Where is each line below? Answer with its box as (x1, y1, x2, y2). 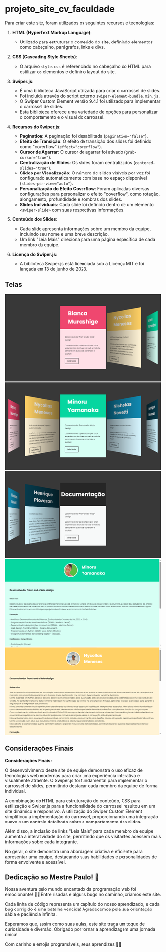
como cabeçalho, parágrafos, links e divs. (19, 44, 105, 50)
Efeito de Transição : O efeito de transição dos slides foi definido (19, 138, 152, 144)
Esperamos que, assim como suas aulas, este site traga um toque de (5, 921, 145, 927)
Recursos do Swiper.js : (12, 124, 61, 130)
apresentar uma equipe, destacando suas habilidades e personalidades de (5, 854, 157, 860)
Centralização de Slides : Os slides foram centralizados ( (19, 159, 135, 165)
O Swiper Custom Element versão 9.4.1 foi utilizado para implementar (19, 98, 161, 104)
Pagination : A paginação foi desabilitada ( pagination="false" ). (19, 133, 148, 139)
